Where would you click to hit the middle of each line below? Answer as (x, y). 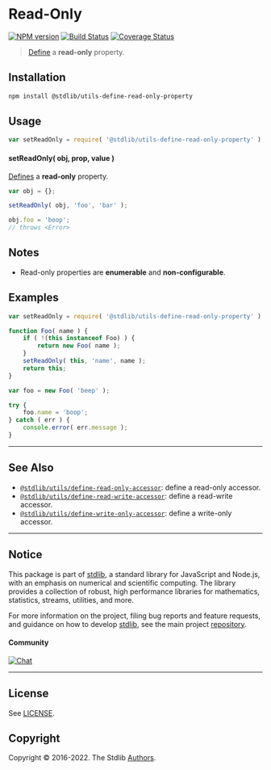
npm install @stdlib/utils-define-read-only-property (101, 96)
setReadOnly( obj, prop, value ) (62, 158)
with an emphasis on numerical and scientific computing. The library (122, 583)
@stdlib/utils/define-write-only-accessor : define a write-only (126, 513)
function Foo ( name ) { (48, 331)
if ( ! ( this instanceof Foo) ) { (79, 339)
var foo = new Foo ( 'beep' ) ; (59, 390)
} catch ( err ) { (39, 420)
